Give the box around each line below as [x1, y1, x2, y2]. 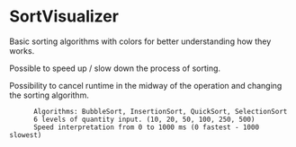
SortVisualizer [9, 6, 120, 27]
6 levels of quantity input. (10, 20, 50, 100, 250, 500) [32, 115, 256, 124]
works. [9, 45, 35, 56]
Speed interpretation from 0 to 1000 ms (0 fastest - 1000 [32, 123, 259, 132]
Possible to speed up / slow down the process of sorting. [9, 63, 221, 73]
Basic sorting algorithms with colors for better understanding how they [9, 36, 272, 47]
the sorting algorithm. [9, 90, 90, 100]
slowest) [9, 130, 42, 140]
